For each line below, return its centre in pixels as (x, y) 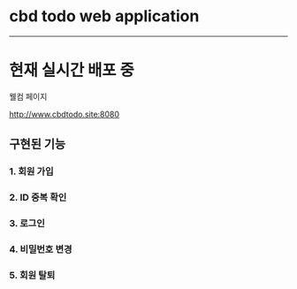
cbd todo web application (104, 16)
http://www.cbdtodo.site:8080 (65, 114)
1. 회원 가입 (31, 171)
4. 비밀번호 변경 (41, 249)
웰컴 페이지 (28, 96)
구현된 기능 (38, 144)
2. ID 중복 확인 (38, 198)
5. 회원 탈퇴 (32, 275)
